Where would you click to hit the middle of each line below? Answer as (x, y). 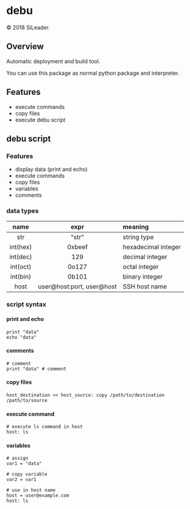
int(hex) (21, 247)
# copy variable (27, 474)
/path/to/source (27, 401)
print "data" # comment (37, 369)
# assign (17, 459)
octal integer (141, 266)
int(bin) (21, 276)
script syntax (26, 305)
